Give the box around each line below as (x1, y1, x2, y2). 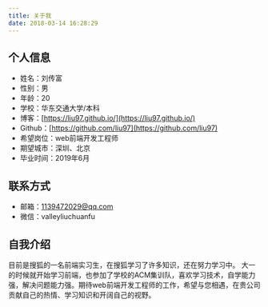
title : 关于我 (8, 11, 52, 20)
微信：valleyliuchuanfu (19, 212, 96, 221)
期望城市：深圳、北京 (19, 143, 90, 153)
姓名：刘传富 (19, 74, 62, 83)
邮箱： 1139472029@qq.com (19, 201, 114, 212)
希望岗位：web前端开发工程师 (19, 134, 118, 143)
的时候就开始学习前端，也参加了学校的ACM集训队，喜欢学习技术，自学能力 (8, 269, 256, 280)
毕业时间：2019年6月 (19, 153, 90, 163)
